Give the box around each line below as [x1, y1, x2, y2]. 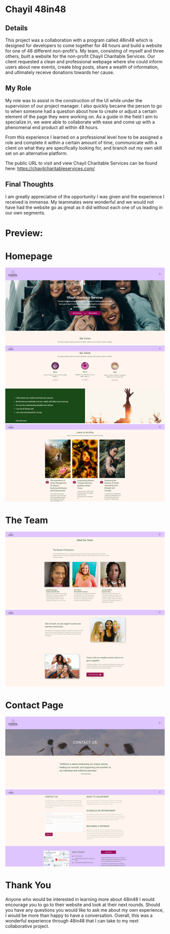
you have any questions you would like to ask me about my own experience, [5, 907, 164, 913]
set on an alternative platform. [5, 150, 68, 156]
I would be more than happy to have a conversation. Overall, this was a [5, 912, 153, 918]
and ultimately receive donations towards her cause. [5, 69, 115, 75]
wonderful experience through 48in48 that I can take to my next [5, 917, 139, 924]
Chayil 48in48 [5, 4, 66, 15]
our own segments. [5, 209, 46, 216]
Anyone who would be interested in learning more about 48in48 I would [5, 896, 155, 902]
